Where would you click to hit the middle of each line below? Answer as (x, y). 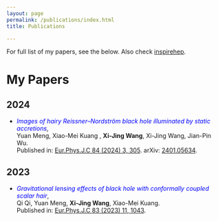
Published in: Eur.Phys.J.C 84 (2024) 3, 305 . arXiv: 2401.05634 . (107, 150)
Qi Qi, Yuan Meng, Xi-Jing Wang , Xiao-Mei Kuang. (88, 203)
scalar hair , (33, 196)
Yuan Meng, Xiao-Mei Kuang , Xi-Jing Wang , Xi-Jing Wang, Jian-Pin (113, 136)
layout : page (25, 13)
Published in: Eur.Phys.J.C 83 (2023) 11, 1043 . (81, 211)
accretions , (32, 128)
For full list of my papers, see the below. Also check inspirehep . (96, 51)
